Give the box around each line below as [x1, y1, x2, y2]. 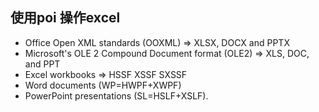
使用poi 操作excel [10, 9, 121, 27]
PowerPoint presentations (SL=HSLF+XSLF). [24, 89, 209, 102]
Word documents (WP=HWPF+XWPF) [24, 79, 182, 91]
